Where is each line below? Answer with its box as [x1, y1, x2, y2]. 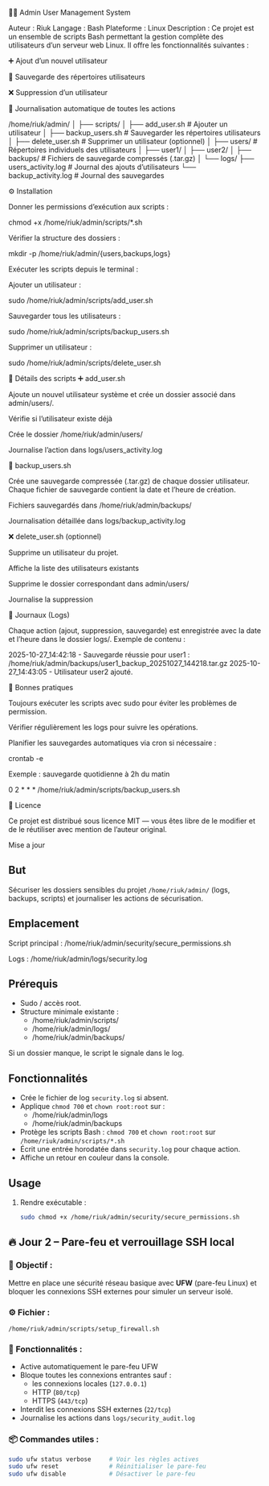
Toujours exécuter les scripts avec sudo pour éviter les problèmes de [8, 698, 237, 708]
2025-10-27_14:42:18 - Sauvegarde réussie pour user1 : [8, 650, 190, 660]
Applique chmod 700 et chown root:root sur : [19, 1102, 165, 1111]
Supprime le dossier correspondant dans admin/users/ [8, 579, 190, 588]
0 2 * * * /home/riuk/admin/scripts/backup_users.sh [8, 785, 181, 794]
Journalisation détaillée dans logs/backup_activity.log [8, 516, 186, 525]
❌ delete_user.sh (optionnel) [8, 532, 102, 541]
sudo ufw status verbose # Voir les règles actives [8, 1455, 199, 1463]
